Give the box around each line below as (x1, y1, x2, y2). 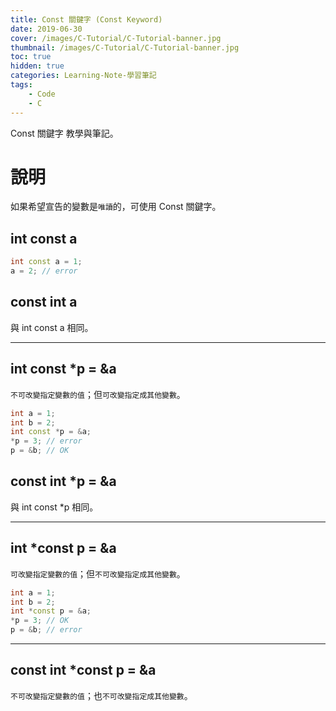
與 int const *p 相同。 (10, 501, 99, 513)
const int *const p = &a (10, 662, 157, 679)
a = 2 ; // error (10, 266, 78, 276)
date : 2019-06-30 (10, 24, 83, 34)
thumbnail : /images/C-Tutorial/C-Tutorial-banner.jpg (10, 42, 240, 53)
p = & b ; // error (10, 625, 83, 635)
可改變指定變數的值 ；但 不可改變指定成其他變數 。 (10, 567, 186, 580)
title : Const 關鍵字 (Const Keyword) (10, 14, 163, 25)
